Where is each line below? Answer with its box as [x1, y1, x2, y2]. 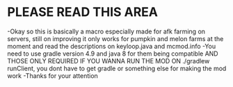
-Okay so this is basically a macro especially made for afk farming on [7, 27, 206, 35]
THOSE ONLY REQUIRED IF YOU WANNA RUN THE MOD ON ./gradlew [7, 56, 210, 65]
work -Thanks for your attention [7, 71, 99, 80]
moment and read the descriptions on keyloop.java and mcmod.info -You [7, 42, 216, 50]
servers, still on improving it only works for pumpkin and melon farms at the [7, 34, 224, 42]
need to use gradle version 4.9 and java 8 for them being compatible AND [7, 49, 218, 58]
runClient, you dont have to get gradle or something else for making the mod [7, 64, 227, 72]
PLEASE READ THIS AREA [7, 4, 159, 20]
